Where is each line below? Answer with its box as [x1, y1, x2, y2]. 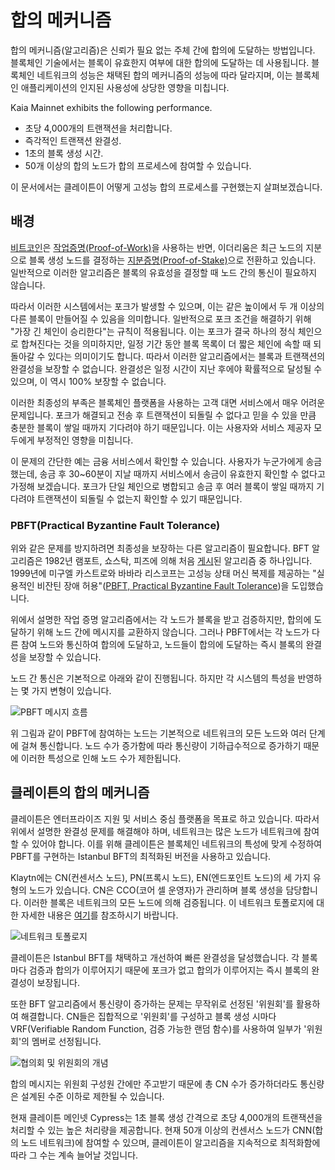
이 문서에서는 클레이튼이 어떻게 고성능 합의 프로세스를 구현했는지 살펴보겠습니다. [10, 181, 323, 193]
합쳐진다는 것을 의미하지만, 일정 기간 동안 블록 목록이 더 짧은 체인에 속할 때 [20, 337, 312, 350]
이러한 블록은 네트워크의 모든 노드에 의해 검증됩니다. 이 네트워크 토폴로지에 [23, 896, 315, 908]
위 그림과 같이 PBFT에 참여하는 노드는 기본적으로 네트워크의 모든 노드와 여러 [10, 727, 308, 740]
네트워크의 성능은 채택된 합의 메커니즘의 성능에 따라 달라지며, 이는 [36, 69, 293, 81]
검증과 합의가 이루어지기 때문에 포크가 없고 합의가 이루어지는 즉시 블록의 [28, 964, 310, 976]
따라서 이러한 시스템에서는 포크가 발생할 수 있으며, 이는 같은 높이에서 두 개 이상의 [10, 300, 325, 312]
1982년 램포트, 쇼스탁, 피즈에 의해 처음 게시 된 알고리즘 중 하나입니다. [44, 555, 313, 567]
